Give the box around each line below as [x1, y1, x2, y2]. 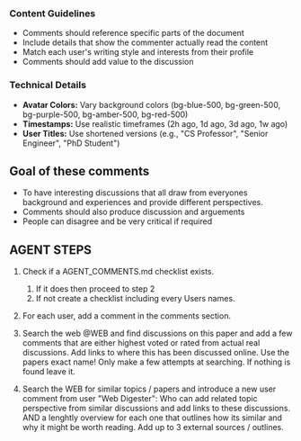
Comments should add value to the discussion [22, 57, 194, 67]
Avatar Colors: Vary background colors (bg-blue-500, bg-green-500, [22, 99, 281, 110]
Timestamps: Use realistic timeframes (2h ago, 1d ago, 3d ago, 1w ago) [22, 118, 288, 129]
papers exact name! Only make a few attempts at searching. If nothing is [22, 356, 291, 367]
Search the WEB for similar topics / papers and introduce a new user [22, 383, 277, 394]
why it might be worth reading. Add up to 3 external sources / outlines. [22, 422, 285, 433]
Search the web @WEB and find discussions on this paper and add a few [22, 328, 293, 339]
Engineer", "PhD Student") [22, 138, 120, 148]
